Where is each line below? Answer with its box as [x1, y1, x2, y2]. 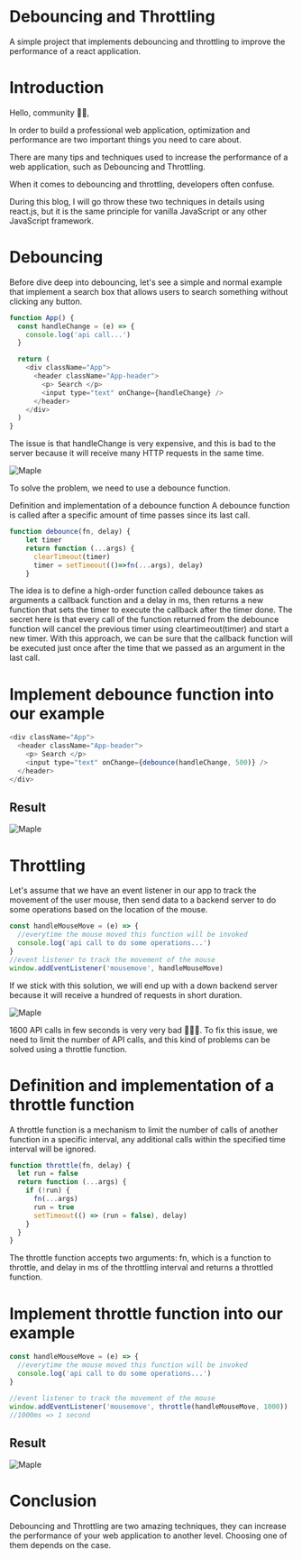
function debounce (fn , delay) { [9, 527, 131, 536]
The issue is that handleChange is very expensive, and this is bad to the [9, 438, 277, 449]
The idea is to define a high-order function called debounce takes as [9, 585, 264, 596]
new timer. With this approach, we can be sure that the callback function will [9, 633, 293, 644]
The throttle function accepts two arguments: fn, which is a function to [9, 1252, 272, 1263]
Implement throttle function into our [9, 1303, 284, 1324]
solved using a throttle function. [9, 1043, 128, 1054]
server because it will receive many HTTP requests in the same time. [9, 448, 264, 459]
